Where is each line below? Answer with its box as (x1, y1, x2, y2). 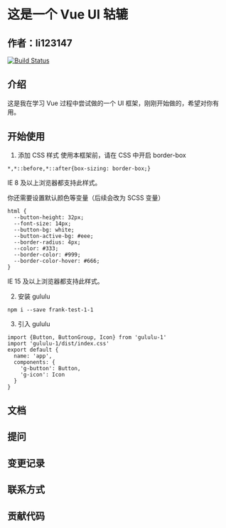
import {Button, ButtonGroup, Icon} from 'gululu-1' (7, 333, 167, 341)
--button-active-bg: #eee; (14, 232, 94, 239)
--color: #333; (14, 244, 59, 252)
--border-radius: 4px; (14, 239, 81, 246)
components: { (14, 358, 55, 366)
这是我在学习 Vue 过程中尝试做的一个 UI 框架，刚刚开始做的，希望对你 (7, 99, 213, 107)
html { (7, 208, 27, 215)
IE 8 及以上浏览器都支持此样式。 (7, 178, 102, 187)
